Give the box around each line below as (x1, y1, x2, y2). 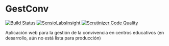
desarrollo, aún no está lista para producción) (5, 35, 101, 41)
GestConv (5, 3, 49, 15)
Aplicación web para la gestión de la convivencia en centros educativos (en (5, 29, 164, 35)
